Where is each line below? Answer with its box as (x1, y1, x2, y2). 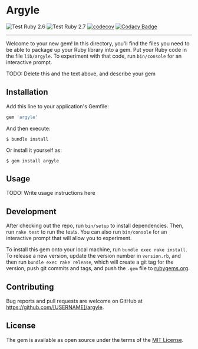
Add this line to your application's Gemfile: (6, 102, 109, 109)
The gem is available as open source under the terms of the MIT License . (6, 336, 184, 343)
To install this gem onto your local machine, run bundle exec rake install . (6, 246, 187, 253)
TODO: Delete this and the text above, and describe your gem (6, 70, 156, 77)
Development (6, 207, 57, 217)
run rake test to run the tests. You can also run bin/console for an (6, 228, 167, 235)
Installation (6, 87, 48, 97)
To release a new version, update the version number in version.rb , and (6, 252, 181, 260)
